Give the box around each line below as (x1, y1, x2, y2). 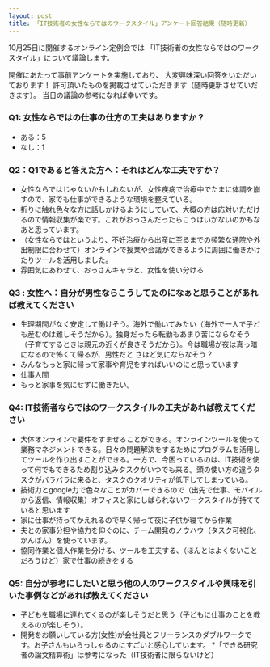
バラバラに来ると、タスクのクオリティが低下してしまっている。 (41, 475, 253, 484)
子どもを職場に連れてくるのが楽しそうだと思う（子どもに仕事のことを (19, 610, 254, 619)
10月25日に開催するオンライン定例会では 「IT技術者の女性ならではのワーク (8, 42, 259, 53)
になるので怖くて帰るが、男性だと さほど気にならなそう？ (19, 349, 214, 360)
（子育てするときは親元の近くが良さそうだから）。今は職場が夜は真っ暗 (19, 340, 258, 349)
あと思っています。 (19, 225, 83, 234)
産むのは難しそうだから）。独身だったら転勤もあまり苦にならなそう (27, 329, 251, 340)
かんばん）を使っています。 (19, 535, 112, 545)
